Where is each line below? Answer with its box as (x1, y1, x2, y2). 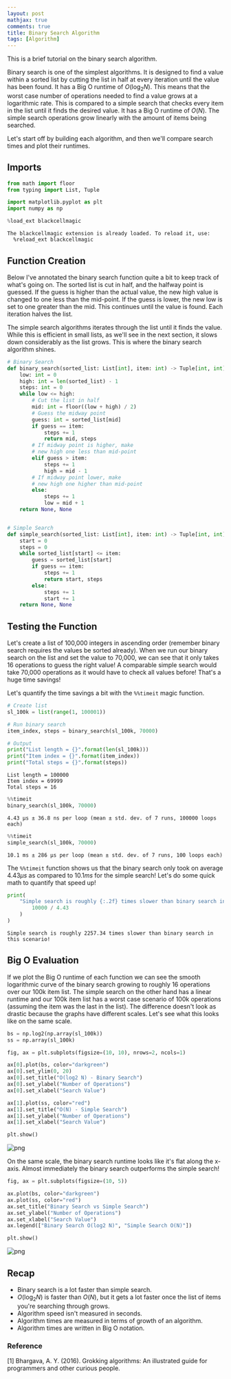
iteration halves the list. (7, 310, 74, 318)
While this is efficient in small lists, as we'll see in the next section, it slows (7, 330, 218, 339)
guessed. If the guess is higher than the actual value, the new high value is (7, 288, 219, 296)
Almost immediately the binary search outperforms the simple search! (21, 1164, 220, 1173)
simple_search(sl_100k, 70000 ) (7, 839, 97, 846)
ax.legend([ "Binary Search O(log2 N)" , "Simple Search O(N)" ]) (7, 1222, 192, 1229)
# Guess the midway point (32, 410, 107, 417)
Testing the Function (7, 620, 98, 632)
